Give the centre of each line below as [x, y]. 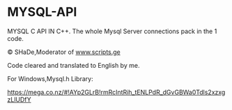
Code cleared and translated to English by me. [74, 65]
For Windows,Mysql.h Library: [50, 79]
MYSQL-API [42, 12]
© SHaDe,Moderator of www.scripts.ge [64, 52]
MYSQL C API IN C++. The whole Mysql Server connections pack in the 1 [112, 31]
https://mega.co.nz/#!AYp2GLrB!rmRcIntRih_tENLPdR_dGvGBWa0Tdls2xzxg [116, 92]
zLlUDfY [19, 99]
